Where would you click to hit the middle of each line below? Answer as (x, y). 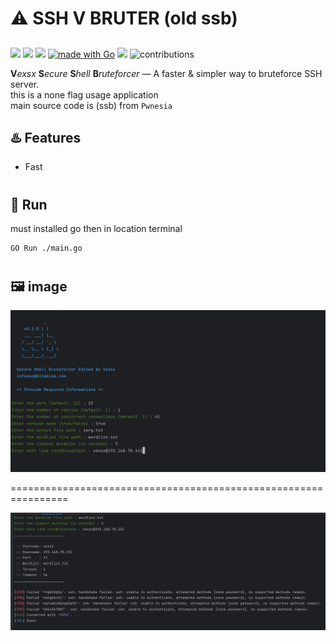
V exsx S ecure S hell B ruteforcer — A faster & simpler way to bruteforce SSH (166, 73)
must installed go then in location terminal (96, 228)
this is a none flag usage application (84, 94)
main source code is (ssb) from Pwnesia (91, 105)
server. (25, 84)
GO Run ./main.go (46, 248)
